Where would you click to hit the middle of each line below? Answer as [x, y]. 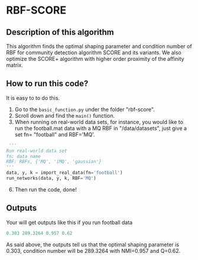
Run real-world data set [37, 151]
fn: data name [24, 156]
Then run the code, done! [46, 189]
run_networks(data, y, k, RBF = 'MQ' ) [51, 178]
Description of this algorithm [60, 32]
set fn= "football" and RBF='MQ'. [55, 134]
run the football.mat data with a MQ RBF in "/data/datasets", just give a [101, 128]
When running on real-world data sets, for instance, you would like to [99, 122]
